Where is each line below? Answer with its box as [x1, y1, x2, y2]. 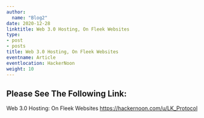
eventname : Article [6, 54, 56, 61]
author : [6, 9, 26, 15]
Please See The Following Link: [6, 88, 127, 98]
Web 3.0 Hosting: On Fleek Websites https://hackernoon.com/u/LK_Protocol [6, 105, 198, 112]
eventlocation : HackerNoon [6, 60, 75, 66]
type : [6, 32, 20, 38]
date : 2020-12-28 [6, 20, 51, 26]
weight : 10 [6, 65, 34, 72]
